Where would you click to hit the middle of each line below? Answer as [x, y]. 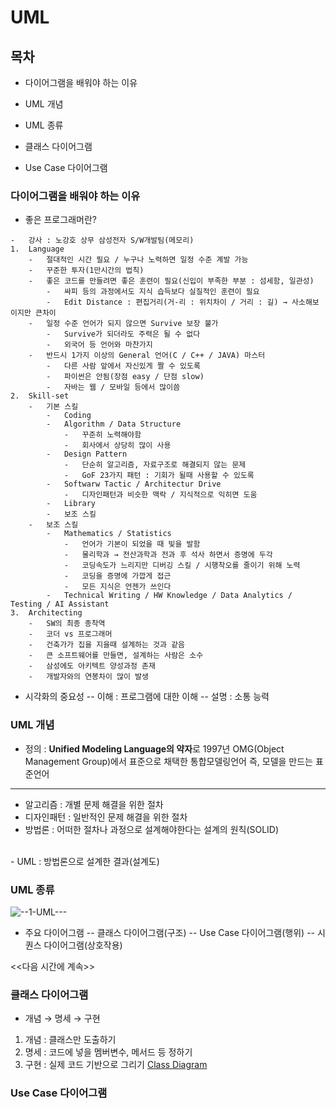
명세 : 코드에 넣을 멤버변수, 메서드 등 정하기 [108, 1052]
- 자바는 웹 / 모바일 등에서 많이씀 [113, 387]
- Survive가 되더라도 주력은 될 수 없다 [123, 334]
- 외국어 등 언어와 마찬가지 [99, 345]
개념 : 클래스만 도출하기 [70, 1040]
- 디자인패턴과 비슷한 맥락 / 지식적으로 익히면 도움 [160, 495]
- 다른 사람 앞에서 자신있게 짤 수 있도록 [123, 366]
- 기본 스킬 [53, 407]
